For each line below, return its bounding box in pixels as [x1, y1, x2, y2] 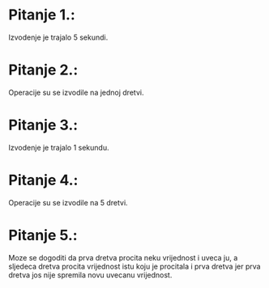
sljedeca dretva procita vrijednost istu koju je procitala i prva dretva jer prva [8, 261, 261, 271]
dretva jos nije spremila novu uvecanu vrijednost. [8, 269, 173, 280]
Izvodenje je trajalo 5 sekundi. [8, 32, 109, 42]
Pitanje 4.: [8, 172, 79, 189]
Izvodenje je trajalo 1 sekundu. [8, 142, 109, 152]
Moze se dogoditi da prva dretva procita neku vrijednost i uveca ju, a [8, 252, 238, 262]
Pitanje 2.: [8, 61, 79, 79]
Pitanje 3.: [8, 116, 79, 134]
